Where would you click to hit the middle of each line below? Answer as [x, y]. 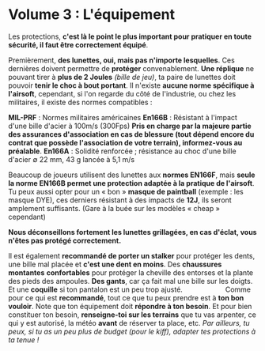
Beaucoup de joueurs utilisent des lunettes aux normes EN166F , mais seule [132, 175]
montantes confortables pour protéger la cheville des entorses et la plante [131, 272]
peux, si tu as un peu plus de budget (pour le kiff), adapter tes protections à [132, 331]
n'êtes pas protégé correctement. [65, 240]
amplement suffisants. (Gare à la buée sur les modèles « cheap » [114, 208]
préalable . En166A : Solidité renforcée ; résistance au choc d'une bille [122, 151]
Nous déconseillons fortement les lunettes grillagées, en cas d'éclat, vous [132, 232]
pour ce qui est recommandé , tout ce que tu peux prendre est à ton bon [126, 297]
